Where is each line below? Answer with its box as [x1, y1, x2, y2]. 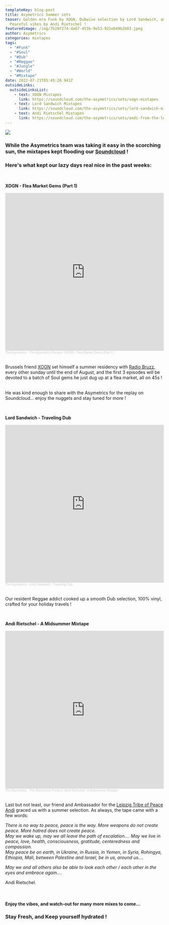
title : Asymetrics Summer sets [5, 12, 71, 17]
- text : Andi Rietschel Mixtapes [14, 111, 84, 116]
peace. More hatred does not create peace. [5, 827, 96, 834]
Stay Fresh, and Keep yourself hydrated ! [5, 913, 107, 920]
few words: [5, 812, 29, 818]
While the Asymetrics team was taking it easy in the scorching [5, 142, 161, 149]
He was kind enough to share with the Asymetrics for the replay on [5, 390, 144, 396]
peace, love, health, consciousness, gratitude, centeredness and [5, 838, 140, 844]
